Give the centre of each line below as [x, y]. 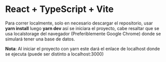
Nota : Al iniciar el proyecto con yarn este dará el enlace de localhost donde [83, 48]
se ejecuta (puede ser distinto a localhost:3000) [54, 54]
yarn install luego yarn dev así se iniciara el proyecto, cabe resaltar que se [82, 28]
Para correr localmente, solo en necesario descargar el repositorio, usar [79, 23]
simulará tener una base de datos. [40, 39]
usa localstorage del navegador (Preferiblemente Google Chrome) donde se [83, 33]
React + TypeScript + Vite [59, 9]
